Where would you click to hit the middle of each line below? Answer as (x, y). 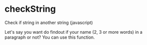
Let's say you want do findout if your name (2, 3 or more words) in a (74, 32)
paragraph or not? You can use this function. (50, 37)
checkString (30, 9)
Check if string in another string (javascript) (49, 22)
